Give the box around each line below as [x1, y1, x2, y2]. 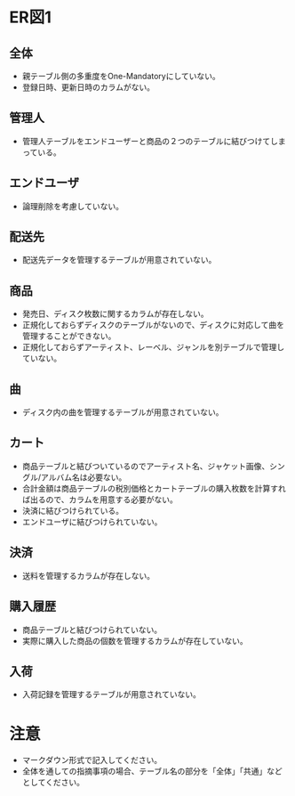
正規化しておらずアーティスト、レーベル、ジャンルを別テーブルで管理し [21, 342, 285, 353]
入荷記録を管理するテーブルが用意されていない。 [21, 689, 202, 700]
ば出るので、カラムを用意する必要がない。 [21, 494, 178, 505]
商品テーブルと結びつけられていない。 [21, 624, 163, 635]
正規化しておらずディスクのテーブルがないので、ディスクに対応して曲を [21, 320, 284, 330]
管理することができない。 [21, 330, 116, 342]
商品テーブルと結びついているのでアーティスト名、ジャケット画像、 [21, 460, 270, 471]
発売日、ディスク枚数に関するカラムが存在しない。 [21, 308, 209, 320]
